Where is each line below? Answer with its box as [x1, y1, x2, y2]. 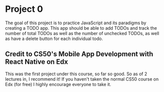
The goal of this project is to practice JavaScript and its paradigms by [5, 20, 147, 26]
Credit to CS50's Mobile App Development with [5, 50, 154, 58]
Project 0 [5, 3, 43, 15]
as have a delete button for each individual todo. [5, 36, 103, 42]
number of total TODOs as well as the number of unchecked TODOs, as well [5, 30, 159, 36]
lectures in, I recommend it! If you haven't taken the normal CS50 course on [5, 76, 159, 82]
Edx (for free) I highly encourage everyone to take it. [5, 81, 112, 87]
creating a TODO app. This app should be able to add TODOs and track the [5, 25, 157, 31]
